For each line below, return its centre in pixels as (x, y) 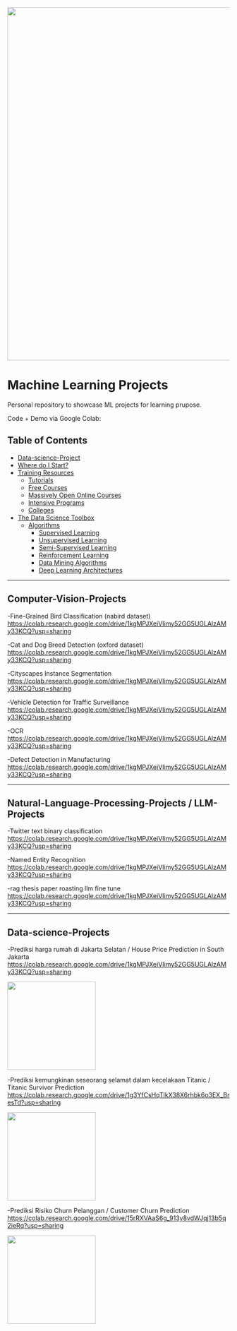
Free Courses (48, 487)
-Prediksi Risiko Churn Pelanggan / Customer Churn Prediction (98, 1211)
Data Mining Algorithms (73, 562)
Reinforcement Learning (74, 555)
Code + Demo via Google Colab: (54, 418)
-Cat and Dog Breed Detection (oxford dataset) (76, 645)
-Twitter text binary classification (55, 831)
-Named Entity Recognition (47, 860)
